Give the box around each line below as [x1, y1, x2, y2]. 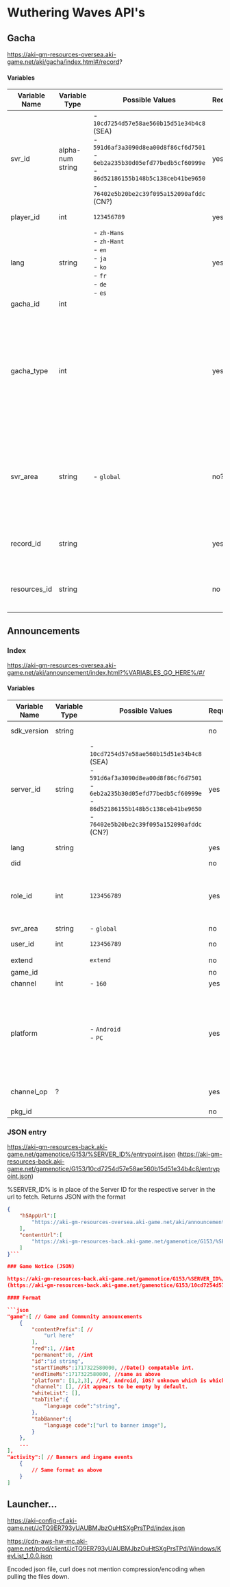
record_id [10, 539, 41, 548]
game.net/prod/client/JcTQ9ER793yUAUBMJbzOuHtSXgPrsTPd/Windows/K [7, 1544, 222, 1553]
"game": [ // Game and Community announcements [7, 1313, 142, 1320]
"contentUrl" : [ [19, 1232, 63, 1239]
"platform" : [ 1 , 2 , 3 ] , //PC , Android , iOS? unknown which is [31, 1377, 207, 1384]
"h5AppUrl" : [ [19, 1212, 57, 1219]
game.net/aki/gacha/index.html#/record [7, 58, 120, 66]
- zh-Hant [93, 236, 125, 246]
